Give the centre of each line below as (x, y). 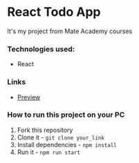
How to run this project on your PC (66, 115)
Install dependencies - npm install (67, 144)
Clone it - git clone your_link (61, 137)
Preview (29, 97)
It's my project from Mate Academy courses (70, 31)
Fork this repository (45, 130)
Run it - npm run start (49, 152)
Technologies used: (41, 49)
